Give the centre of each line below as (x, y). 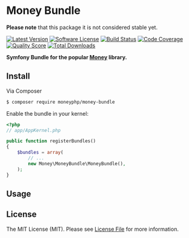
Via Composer (24, 91)
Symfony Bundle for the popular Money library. (67, 57)
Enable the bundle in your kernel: (48, 113)
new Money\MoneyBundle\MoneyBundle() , (77, 164)
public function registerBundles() (51, 141)
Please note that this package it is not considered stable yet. (82, 27)
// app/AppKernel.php (34, 130)
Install (18, 76)
